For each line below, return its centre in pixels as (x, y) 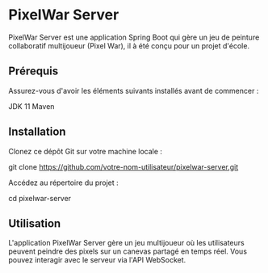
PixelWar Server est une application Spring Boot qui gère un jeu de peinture (134, 37)
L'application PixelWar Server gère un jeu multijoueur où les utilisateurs (126, 243)
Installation (37, 132)
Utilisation (35, 223)
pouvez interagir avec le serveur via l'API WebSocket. (97, 260)
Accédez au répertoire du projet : (63, 183)
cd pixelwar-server (40, 198)
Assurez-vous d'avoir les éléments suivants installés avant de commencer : (134, 90)
